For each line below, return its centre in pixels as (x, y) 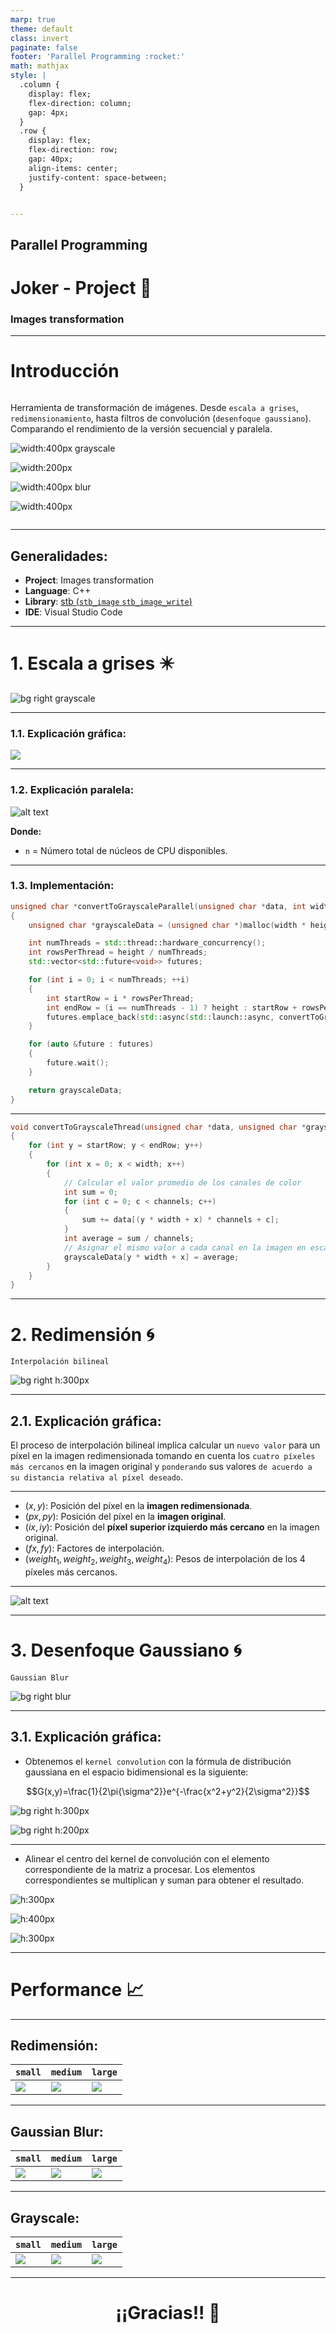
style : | (28, 76)
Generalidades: (59, 556)
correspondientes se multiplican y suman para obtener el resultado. (164, 1880)
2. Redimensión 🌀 (82, 1334)
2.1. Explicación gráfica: (86, 1421)
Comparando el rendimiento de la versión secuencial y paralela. (141, 429)
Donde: (26, 831)
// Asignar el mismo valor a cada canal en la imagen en (185, 1247)
